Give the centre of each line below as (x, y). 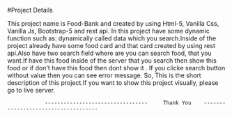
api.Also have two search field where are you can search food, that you (109, 53)
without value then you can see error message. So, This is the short (104, 75)
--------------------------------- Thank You (118, 103)
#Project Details (30, 10)
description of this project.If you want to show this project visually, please (113, 83)
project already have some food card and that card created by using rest (111, 46)
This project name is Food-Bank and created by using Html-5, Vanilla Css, (113, 23)
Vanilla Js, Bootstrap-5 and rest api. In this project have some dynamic (109, 31)
